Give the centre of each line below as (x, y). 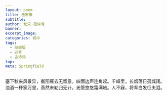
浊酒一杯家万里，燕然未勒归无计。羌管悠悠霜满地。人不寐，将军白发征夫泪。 (85, 88)
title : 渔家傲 (19, 15)
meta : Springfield (25, 66)
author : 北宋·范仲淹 (25, 24)
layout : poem (19, 10)
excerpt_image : (21, 33)
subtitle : (16, 19)
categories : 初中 (23, 38)
